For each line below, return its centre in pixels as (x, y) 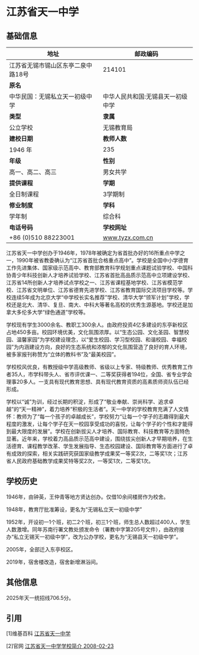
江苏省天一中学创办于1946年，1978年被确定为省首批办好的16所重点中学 (93, 253)
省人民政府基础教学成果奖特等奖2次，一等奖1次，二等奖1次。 (80, 461)
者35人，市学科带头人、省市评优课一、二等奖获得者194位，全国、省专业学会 (99, 374)
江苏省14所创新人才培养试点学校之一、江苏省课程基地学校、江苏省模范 (92, 282)
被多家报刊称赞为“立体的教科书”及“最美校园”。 (63, 354)
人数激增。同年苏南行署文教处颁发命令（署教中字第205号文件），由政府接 (95, 529)
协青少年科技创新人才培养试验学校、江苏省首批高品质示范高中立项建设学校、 (99, 275)
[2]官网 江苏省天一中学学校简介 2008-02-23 (60, 646)
